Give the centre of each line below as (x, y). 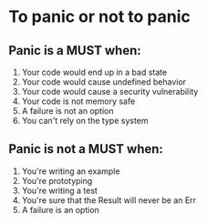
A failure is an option (60, 209)
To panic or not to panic (99, 17)
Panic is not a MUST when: (86, 149)
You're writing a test (59, 190)
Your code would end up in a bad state (94, 72)
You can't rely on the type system (85, 121)
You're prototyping (57, 180)
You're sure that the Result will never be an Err (109, 200)
